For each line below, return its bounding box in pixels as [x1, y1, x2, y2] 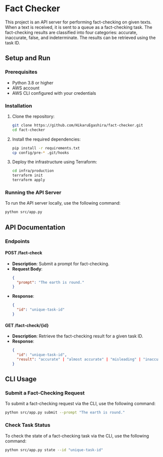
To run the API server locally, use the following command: [5, 200, 121, 206]
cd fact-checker [12, 127, 45, 132]
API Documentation [5, 223, 66, 231]
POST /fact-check [5, 250, 42, 256]
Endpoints [5, 238, 30, 245]
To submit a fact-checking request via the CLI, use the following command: [5, 401, 156, 407]
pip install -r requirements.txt [12, 145, 80, 150]
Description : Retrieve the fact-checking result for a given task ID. [12, 333, 144, 339]
